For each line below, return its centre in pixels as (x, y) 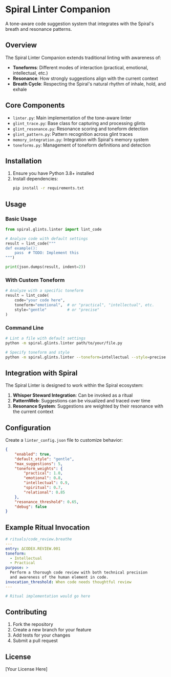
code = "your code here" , (40, 300)
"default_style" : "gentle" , (44, 459)
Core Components (35, 105)
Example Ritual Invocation (48, 527)
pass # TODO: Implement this (47, 253)
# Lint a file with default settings (46, 338)
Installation (24, 161)
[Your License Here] (26, 669)
